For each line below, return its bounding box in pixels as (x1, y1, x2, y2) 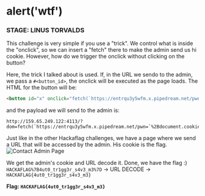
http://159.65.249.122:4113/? (6, 119, 84, 125)
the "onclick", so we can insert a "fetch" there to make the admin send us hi (6, 46, 197, 54)
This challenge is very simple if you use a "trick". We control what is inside (6, 40, 193, 47)
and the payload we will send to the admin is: (6, 107, 120, 114)
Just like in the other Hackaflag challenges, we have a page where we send (6, 135, 196, 142)
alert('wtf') (6, 4, 63, 18)
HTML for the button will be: (6, 84, 77, 91)
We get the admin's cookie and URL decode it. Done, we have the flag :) (6, 159, 187, 167)
